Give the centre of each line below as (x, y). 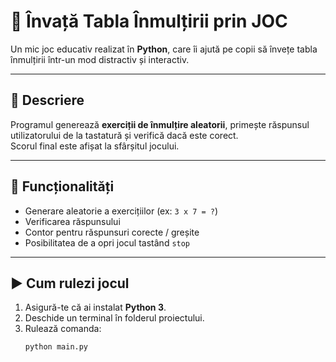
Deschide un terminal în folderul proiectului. (114, 318)
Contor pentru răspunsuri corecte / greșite (112, 232)
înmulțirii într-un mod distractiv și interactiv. (100, 59)
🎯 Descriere (47, 100)
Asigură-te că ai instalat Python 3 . (95, 307)
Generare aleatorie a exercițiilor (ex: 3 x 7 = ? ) (121, 211)
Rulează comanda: (63, 329)
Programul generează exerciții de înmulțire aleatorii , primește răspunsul (160, 124)
